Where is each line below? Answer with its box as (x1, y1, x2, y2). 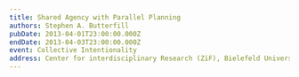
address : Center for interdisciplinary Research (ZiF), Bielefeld (9, 54, 261, 63)
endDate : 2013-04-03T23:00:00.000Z (9, 37, 141, 47)
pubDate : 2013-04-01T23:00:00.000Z (9, 29, 141, 38)
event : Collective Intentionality (9, 46, 138, 55)
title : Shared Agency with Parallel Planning (9, 12, 181, 22)
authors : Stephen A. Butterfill (9, 21, 129, 30)
